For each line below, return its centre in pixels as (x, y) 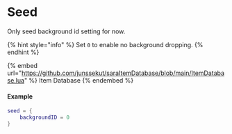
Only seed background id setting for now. (66, 31)
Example (20, 96)
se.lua (16, 80)
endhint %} (23, 52)
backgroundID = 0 (45, 118)
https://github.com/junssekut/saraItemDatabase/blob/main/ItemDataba (123, 73)
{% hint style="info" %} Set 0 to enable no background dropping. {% (105, 44)
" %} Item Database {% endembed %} (79, 80)
